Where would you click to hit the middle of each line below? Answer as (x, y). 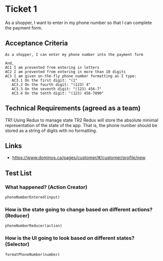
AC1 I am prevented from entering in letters (52, 67)
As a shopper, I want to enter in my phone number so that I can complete (79, 23)
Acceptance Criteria (36, 43)
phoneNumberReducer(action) (34, 226)
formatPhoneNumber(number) (33, 254)
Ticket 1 (21, 9)
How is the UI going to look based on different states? (70, 238)
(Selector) (17, 244)
